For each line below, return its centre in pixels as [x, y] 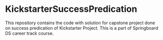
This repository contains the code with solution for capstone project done [80, 23]
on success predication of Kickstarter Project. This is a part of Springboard [82, 28]
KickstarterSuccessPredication [71, 9]
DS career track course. [29, 33]
